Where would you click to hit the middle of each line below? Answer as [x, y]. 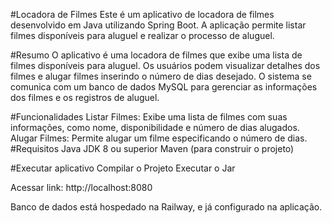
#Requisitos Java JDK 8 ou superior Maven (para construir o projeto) [152, 148]
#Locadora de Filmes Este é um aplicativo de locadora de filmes [142, 14]
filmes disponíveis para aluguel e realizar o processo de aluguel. [142, 35]
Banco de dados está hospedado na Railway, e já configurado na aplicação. [166, 207]
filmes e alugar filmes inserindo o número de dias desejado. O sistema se [161, 76]
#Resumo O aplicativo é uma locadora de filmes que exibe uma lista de [156, 55]
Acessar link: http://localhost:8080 [81, 187]
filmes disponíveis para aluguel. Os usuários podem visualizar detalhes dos [165, 65]
